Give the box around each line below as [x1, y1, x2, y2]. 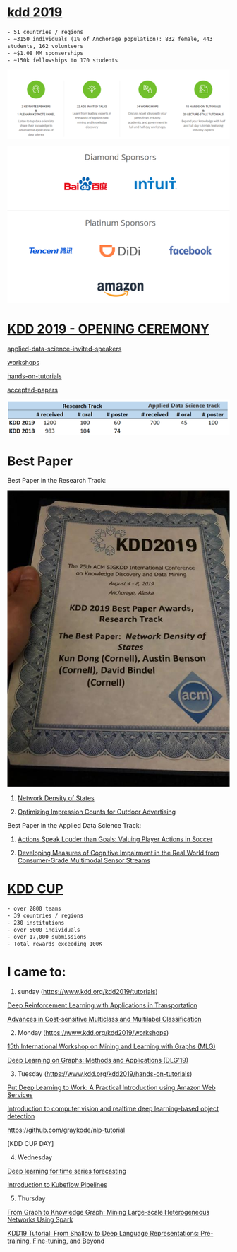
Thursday [17, 1194, 46, 1203]
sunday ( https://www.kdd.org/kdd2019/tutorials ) [17, 988, 158, 996]
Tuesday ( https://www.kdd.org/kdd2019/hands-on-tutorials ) [17, 1070, 193, 1078]
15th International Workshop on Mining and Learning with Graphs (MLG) [7, 1042, 217, 1051]
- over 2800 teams [7, 906, 61, 913]
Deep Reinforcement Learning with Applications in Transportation [7, 1001, 197, 1010]
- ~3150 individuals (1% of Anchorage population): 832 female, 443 [7, 35, 213, 42]
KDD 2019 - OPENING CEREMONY [7, 321, 209, 337]
